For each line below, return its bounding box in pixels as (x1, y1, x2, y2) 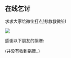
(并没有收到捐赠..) (5, 48, 40, 54)
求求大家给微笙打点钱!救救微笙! (5, 18, 67, 24)
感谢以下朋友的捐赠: (5, 38, 45, 43)
